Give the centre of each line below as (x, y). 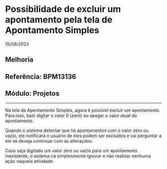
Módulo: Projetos (32, 94)
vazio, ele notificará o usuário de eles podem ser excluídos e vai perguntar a (83, 136)
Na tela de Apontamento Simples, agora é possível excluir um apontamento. (83, 110)
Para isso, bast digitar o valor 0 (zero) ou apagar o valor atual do (71, 115)
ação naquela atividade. (30, 161)
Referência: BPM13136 (41, 76)
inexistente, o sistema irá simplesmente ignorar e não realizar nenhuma (78, 156)
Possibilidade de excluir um (63, 9)
